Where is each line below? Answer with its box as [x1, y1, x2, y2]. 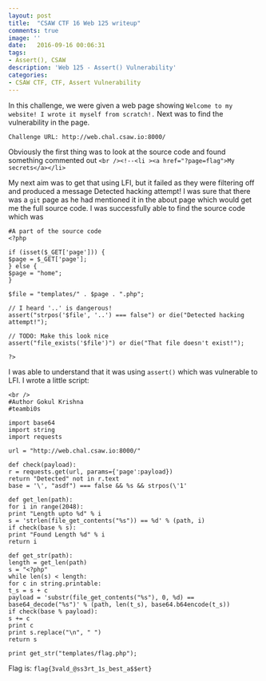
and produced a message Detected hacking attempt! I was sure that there [8, 186, 251, 196]
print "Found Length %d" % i [8, 530, 105, 539]
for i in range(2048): [8, 502, 84, 511]
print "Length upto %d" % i [8, 509, 102, 517]
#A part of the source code [8, 227, 102, 236]
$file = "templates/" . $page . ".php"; [8, 290, 145, 298]
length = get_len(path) [8, 558, 88, 567]
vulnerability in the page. [8, 117, 90, 127]
